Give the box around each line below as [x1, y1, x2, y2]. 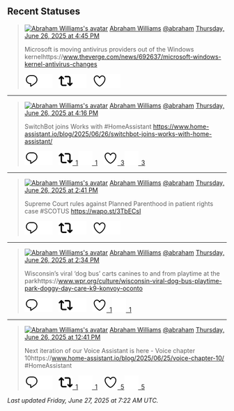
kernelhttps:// [24, 52, 64, 61]
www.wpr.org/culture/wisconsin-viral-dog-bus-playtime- [58, 276, 222, 285]
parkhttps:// [24, 276, 59, 285]
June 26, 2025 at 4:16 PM [24, 108, 99, 117]
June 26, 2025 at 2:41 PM [24, 186, 99, 194]
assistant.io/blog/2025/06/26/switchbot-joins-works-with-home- [24, 129, 212, 138]
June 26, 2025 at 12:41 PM [24, 333, 101, 341]
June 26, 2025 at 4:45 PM [24, 31, 100, 40]
